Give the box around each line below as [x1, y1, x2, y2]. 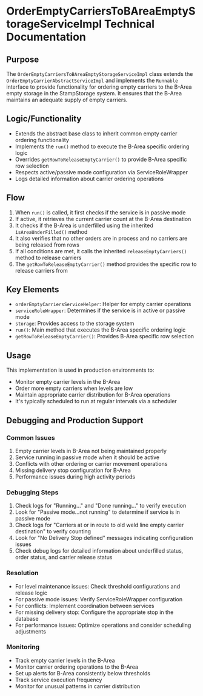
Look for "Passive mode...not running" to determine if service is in [15, 508, 181, 516]
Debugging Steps [6, 488, 59, 496]
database [15, 615, 39, 622]
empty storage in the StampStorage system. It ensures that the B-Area [6, 90, 182, 97]
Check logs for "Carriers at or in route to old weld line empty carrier [15, 521, 184, 529]
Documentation [6, 30, 87, 44]
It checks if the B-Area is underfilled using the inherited [15, 222, 153, 229]
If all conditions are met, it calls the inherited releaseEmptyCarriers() [15, 247, 187, 254]
